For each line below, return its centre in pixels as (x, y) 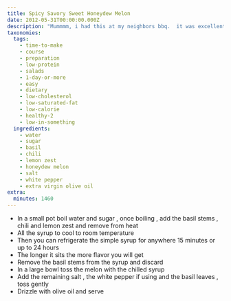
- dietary (34, 90)
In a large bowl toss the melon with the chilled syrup (91, 269)
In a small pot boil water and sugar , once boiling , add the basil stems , (118, 218)
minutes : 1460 (33, 199)
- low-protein (40, 65)
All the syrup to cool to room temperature (75, 233)
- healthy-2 (36, 115)
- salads (32, 71)
